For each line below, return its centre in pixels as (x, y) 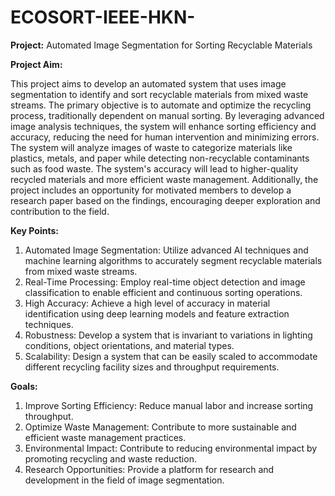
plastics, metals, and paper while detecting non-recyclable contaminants (160, 158)
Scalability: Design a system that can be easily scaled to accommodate (171, 356)
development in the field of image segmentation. (124, 480)
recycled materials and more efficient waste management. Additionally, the (164, 179)
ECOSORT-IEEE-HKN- (103, 17)
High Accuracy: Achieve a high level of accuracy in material (147, 303)
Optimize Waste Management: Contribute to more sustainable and (160, 427)
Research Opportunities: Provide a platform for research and (149, 469)
